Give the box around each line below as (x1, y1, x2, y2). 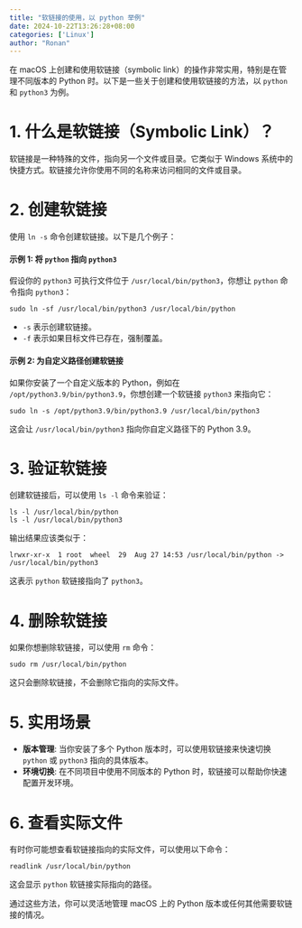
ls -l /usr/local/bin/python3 (9, 515, 124, 524)
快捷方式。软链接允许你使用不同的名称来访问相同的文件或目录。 (9, 164, 246, 176)
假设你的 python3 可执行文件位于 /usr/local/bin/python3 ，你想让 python (9, 275, 279, 286)
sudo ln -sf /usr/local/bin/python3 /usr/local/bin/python (9, 304, 236, 314)
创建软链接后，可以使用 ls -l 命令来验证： (9, 489, 169, 501)
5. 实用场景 (9, 712, 91, 732)
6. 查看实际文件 (9, 812, 124, 833)
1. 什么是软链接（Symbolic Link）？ (9, 122, 275, 143)
